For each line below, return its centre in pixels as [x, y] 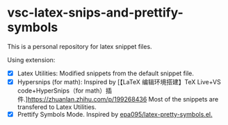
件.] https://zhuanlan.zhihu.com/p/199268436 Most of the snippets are [118, 99]
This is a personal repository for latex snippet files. [80, 46]
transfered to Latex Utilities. [57, 107]
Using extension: [31, 59]
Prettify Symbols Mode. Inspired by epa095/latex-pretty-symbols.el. [115, 115]
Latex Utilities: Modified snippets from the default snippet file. [106, 73]
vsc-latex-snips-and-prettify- [96, 13]
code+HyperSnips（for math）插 [65, 90]
